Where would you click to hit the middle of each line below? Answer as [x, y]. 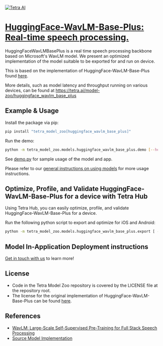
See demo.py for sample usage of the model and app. [59, 159]
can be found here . [53, 301]
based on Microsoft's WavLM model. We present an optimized [67, 56]
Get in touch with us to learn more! [40, 258]
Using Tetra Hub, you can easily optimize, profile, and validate [67, 208]
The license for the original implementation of [57, 295]
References [23, 316]
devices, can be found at [30, 90]
